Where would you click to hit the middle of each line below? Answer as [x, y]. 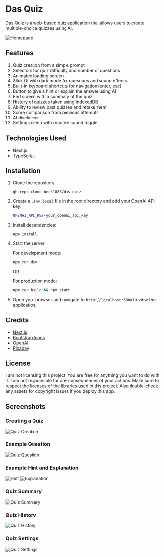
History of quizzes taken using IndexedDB [55, 102]
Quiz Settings [22, 538]
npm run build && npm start [41, 290]
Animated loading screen [38, 76]
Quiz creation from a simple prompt [49, 65]
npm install [25, 234]
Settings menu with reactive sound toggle [55, 122]
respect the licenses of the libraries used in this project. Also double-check [82, 386]
